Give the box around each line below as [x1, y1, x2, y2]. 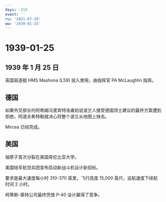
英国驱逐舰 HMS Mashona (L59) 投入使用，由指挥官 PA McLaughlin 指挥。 [5, 77, 157, 83]
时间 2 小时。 [5, 181, 32, 187]
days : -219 [5, 7, 28, 12]
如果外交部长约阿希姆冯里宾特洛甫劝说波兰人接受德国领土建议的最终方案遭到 [5, 107, 162, 113]
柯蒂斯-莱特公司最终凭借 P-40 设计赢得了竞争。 [5, 192, 103, 198]
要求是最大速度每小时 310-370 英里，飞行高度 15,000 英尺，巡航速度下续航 [5, 175, 158, 181]
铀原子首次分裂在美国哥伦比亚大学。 [5, 154, 79, 160]
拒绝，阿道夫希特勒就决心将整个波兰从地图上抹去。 [5, 113, 110, 119]
